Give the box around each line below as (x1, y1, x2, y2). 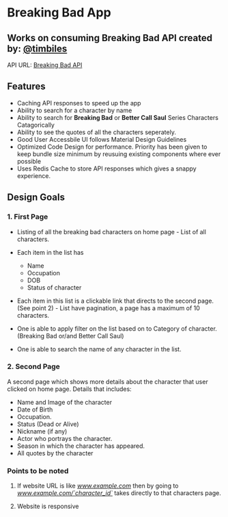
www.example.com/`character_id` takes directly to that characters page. (16, 489, 222, 497)
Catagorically (16, 121, 55, 129)
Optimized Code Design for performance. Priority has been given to (16, 142, 208, 151)
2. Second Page (7, 362, 60, 371)
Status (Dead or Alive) (16, 420, 80, 428)
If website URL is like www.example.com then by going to (16, 481, 179, 490)
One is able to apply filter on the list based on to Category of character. (16, 324, 217, 333)
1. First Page (7, 212, 48, 222)
